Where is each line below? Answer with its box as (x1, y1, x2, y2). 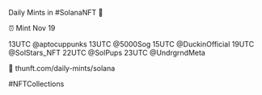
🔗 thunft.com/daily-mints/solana (8, 64, 116, 72)
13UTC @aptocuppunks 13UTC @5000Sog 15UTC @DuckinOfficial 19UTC (8, 39, 255, 48)
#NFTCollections (8, 79, 65, 89)
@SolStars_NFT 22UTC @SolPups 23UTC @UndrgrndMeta (8, 48, 206, 57)
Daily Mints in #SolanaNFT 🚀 (8, 8, 104, 17)
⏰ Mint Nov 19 (8, 23, 56, 32)
